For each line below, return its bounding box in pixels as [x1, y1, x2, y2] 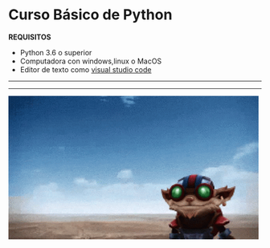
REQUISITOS [8, 32, 51, 42]
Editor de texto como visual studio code [19, 64, 152, 74]
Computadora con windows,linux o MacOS [19, 56, 162, 66]
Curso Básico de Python [8, 6, 173, 24]
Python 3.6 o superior [19, 47, 92, 57]
